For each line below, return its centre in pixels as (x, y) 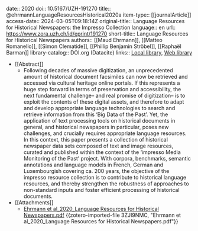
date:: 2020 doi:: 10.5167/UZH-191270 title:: (59, 9)
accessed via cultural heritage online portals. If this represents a (102, 83)
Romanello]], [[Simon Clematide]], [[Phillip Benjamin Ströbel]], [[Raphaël (94, 46)
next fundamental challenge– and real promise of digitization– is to (104, 95)
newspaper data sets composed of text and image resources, (98, 146)
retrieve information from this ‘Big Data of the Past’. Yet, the (96, 114)
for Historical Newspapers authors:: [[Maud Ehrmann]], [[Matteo (84, 40)
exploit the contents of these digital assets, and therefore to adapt (104, 102)
